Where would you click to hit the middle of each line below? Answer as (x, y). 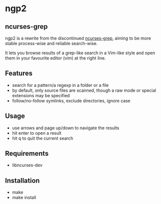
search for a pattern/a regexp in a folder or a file (60, 85)
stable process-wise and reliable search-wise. (51, 43)
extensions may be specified (41, 95)
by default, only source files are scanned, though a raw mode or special (84, 90)
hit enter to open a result (37, 133)
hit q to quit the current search (43, 138)
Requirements (27, 153)
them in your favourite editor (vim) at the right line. (55, 58)
